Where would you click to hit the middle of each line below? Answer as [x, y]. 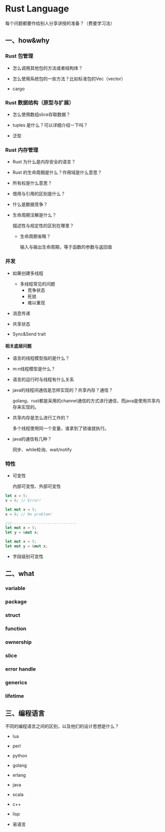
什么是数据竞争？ [30, 204]
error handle [20, 669]
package [16, 602]
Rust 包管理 [19, 56]
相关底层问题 [18, 346]
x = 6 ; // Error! [23, 500]
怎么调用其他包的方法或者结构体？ [47, 68]
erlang [19, 775]
